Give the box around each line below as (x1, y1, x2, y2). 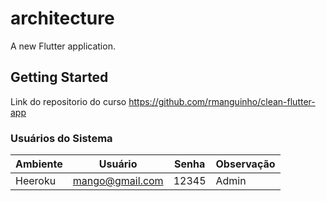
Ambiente (15, 157, 63, 171)
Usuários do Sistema (10, 131, 113, 145)
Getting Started (10, 69, 109, 86)
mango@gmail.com (72, 174, 164, 188)
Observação (215, 157, 276, 171)
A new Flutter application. (10, 40, 116, 52)
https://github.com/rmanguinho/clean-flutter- (128, 95, 316, 107)
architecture (10, 7, 115, 30)
